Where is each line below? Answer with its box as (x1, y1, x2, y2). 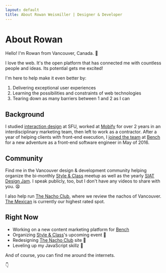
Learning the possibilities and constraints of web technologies (12, 90, 142, 96)
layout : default (5, 7, 39, 13)
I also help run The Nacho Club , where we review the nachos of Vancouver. (5, 193, 162, 199)
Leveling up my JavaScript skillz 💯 (12, 242, 84, 248)
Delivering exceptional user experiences (12, 85, 96, 91)
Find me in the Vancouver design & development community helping (5, 167, 147, 173)
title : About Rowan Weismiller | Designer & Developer (5, 12, 123, 17)
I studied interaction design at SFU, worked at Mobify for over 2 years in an (5, 124, 161, 130)
